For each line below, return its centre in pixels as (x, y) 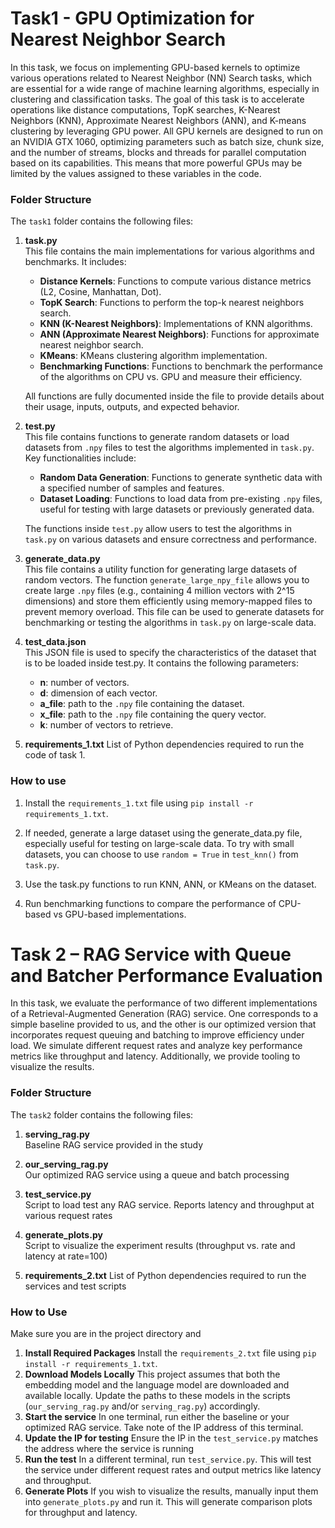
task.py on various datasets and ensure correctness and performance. (170, 539)
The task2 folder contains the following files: (102, 1114)
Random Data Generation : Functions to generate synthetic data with (181, 478)
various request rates (68, 1215)
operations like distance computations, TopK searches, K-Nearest (145, 109)
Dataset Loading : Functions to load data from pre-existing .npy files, (181, 499)
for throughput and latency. (81, 1513)
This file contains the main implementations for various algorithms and (169, 251)
